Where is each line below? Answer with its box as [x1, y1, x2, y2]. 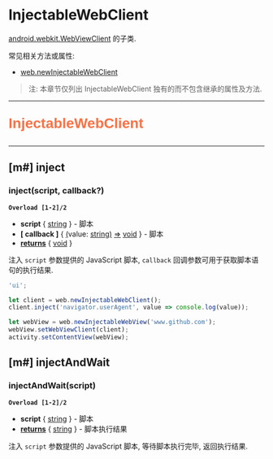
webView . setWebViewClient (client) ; [8, 326, 129, 334]
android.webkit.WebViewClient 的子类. [8, 33, 136, 43]
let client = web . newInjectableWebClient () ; [8, 296, 162, 304]
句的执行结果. [8, 265, 54, 275]
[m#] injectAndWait [8, 356, 110, 370]
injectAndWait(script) [8, 380, 96, 392]
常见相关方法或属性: [8, 50, 76, 60]
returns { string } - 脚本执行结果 [19, 424, 128, 434]
